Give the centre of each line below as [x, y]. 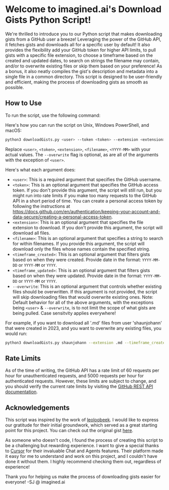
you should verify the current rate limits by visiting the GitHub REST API [79, 386]
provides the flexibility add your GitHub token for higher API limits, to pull [80, 50]
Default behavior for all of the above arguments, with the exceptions [83, 302]
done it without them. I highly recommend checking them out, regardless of [83, 462]
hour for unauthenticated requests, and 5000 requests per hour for [75, 376]
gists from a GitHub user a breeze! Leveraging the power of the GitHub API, [83, 39]
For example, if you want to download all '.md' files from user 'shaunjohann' [84, 322]
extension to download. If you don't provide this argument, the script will [88, 227]
